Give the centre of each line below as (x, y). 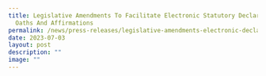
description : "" (35, 52)
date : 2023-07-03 (37, 38)
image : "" (25, 60)
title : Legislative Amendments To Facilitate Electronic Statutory (122, 15)
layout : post (30, 45)
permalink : (26, 30)
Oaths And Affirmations (54, 23)
